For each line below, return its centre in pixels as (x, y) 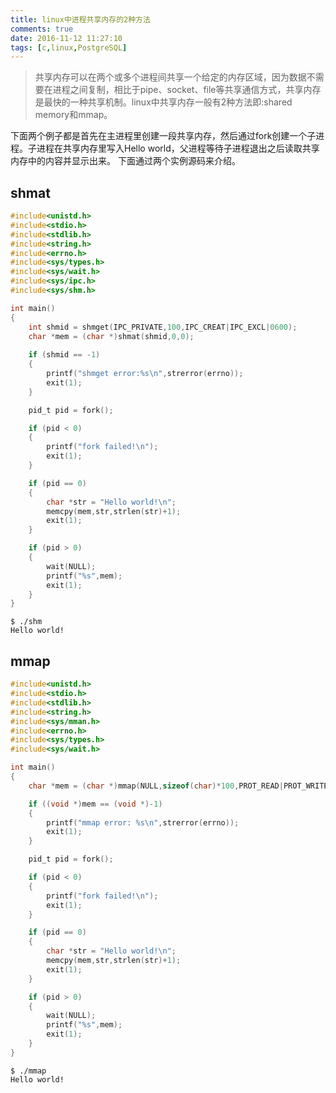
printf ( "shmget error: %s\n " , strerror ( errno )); (145, 374)
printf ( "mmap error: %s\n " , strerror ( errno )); (143, 822)
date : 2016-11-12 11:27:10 (66, 38)
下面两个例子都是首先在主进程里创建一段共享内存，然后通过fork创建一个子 (163, 136)
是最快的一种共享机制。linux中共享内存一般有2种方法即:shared (163, 102)
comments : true (42, 29)
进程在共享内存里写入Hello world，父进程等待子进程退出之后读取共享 (178, 148)
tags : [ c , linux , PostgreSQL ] (69, 47)
